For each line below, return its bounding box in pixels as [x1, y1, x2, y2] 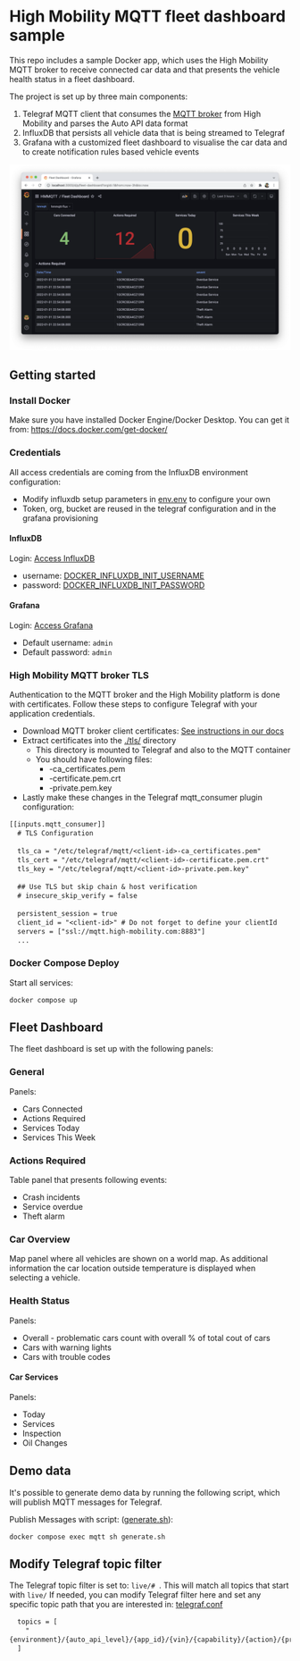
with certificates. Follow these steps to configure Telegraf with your [9, 699, 258, 709]
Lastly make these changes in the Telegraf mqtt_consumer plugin [21, 793, 263, 803]
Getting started [9, 368, 96, 383]
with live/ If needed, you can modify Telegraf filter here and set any [9, 1590, 262, 1600]
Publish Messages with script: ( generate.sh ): [9, 1514, 174, 1524]
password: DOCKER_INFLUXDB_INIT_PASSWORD [21, 579, 205, 591]
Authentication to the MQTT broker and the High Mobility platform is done [9, 690, 280, 700]
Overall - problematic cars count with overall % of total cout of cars [21, 1332, 271, 1343]
